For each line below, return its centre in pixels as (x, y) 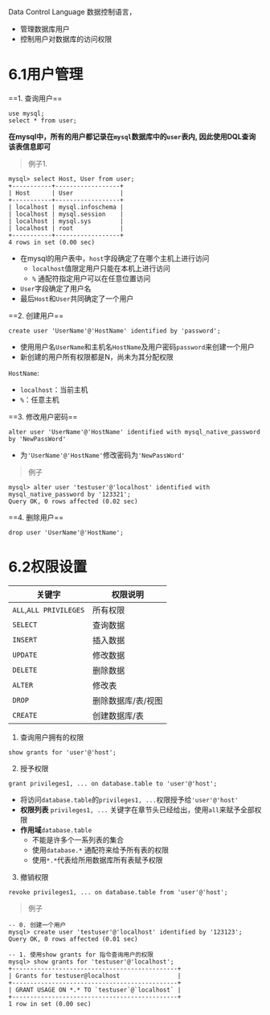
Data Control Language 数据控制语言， (72, 12)
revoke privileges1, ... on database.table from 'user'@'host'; (118, 892)
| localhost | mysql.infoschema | (66, 207)
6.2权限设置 (48, 567)
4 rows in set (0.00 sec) (51, 242)
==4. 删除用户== (36, 517)
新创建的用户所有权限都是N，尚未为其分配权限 (97, 357)
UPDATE (25, 655)
